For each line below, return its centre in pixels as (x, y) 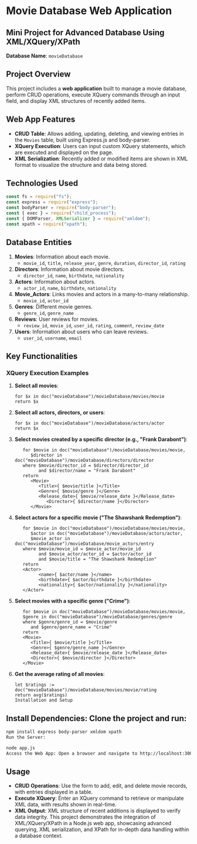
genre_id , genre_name (49, 313)
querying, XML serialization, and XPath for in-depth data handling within (102, 829)
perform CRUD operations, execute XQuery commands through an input (93, 95)
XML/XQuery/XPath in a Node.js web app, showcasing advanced (93, 823)
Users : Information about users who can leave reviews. (81, 331)
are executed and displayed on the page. (64, 152)
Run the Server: (26, 737)
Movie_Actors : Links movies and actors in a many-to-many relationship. (102, 294)
